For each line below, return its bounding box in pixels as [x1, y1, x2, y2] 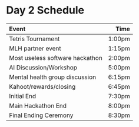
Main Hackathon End [9, 101, 67, 109]
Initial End [9, 92, 37, 100]
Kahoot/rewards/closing [9, 82, 76, 91]
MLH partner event [9, 44, 61, 52]
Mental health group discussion [9, 73, 96, 81]
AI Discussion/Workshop [9, 63, 78, 71]
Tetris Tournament [9, 35, 60, 43]
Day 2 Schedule [6, 4, 85, 17]
